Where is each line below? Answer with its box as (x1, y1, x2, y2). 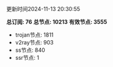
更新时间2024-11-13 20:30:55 (6, 5, 81, 12)
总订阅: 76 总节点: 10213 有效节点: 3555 (6, 18, 108, 26)
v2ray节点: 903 (15, 39, 54, 46)
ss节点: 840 (15, 46, 46, 54)
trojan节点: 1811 (15, 31, 54, 38)
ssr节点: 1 (15, 54, 40, 61)
